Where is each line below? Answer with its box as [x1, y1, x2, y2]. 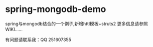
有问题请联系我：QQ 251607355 [5, 36, 72, 42]
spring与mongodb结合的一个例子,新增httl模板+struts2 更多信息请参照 [5, 20, 148, 26]
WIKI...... [5, 26, 23, 32]
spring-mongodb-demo [5, 3, 106, 15]
